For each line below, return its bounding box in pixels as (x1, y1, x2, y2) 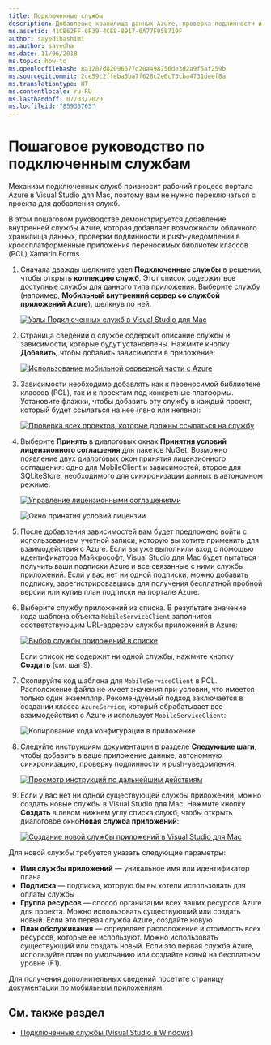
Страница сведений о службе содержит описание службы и (19, 330, 231, 341)
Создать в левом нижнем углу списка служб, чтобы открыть (19, 808, 233, 818)
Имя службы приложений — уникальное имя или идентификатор (19, 863, 250, 873)
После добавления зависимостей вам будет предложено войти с (19, 527, 248, 536)
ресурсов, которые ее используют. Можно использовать (19, 932, 218, 942)
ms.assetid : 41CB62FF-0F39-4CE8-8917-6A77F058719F (8, 27, 183, 35)
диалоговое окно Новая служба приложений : (19, 816, 180, 826)
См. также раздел (8, 1006, 105, 1020)
